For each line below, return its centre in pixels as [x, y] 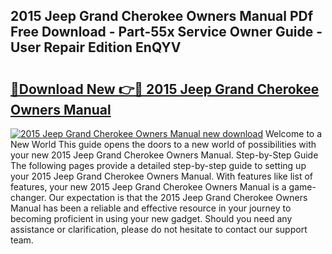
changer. [28, 197]
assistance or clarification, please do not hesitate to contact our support [159, 229]
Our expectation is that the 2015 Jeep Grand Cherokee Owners [178, 197]
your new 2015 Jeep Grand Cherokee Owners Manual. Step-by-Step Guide [164, 155]
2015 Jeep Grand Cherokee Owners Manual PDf [162, 16]
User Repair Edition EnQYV [96, 47]
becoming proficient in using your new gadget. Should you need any [151, 218]
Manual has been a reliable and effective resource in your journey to [151, 208]
